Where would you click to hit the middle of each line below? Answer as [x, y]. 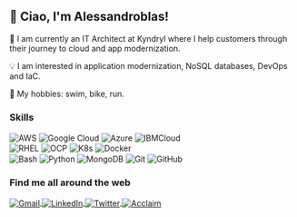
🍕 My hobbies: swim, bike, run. [67, 94]
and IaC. [25, 76]
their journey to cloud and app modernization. [95, 48]
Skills [22, 117]
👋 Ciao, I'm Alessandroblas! [89, 17]
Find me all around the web [70, 182]
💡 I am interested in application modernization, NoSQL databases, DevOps [148, 65]
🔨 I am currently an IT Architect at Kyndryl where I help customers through [148, 38]
